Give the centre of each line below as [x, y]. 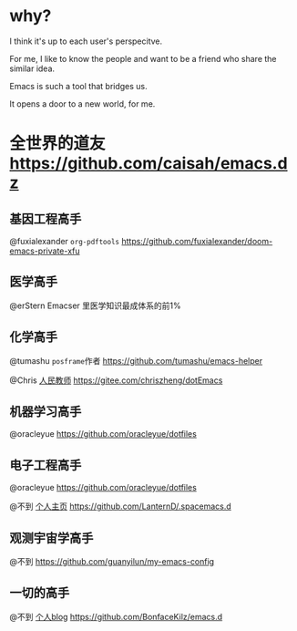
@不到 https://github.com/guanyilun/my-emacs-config [112, 561]
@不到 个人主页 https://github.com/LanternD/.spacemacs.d [121, 506]
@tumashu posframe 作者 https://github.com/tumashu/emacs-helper [136, 360]
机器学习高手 [46, 411]
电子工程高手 [46, 465]
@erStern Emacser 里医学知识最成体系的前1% [95, 305]
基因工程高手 [46, 218]
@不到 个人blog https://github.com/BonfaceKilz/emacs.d [116, 616]
